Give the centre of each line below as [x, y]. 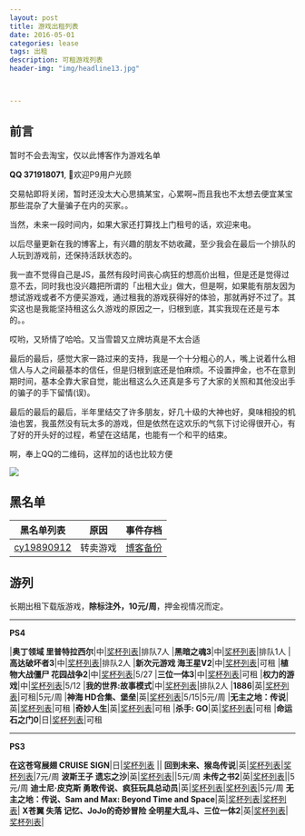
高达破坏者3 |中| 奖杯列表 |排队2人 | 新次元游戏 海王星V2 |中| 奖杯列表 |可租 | [145, 663]
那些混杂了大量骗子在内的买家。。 [71, 204]
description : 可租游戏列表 [56, 60]
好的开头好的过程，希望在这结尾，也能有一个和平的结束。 [124, 434]
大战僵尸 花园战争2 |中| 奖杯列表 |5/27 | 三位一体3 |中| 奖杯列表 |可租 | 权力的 [152, 674]
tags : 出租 [29, 52]
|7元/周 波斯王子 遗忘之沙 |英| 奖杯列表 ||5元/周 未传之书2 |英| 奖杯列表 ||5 [164, 777]
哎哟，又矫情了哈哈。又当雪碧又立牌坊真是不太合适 [105, 339]
